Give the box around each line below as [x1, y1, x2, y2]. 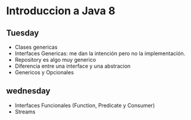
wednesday [6, 86, 51, 96]
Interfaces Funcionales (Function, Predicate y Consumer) [14, 102, 155, 109]
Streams [14, 108, 36, 115]
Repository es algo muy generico [14, 56, 96, 63]
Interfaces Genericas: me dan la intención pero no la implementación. [14, 50, 186, 57]
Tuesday [6, 28, 39, 38]
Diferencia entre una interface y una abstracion [14, 62, 131, 70]
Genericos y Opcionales [14, 69, 74, 75]
